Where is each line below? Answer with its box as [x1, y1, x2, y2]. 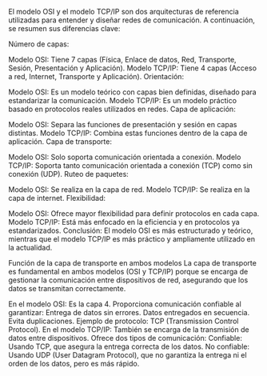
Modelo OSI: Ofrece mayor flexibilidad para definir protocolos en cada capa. [8, 209, 260, 218]
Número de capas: [8, 39, 70, 49]
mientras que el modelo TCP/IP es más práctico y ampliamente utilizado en [8, 234, 256, 243]
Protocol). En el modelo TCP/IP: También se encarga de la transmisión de [8, 325, 249, 334]
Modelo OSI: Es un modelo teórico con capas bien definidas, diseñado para [8, 87, 257, 97]
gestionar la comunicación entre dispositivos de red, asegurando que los [8, 275, 249, 285]
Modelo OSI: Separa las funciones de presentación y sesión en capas [8, 120, 237, 129]
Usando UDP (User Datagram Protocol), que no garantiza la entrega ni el [8, 350, 247, 359]
